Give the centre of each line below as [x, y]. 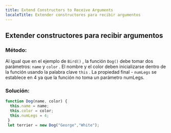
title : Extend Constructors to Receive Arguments [59, 10]
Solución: [17, 91]
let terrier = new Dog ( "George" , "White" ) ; [54, 125]
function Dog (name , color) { [36, 101]
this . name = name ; [30, 106]
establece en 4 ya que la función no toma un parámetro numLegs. [75, 78]
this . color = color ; [32, 111]
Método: [16, 50]
